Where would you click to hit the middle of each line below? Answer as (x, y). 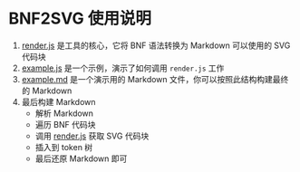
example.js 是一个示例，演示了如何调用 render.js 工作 (123, 68)
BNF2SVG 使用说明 (80, 19)
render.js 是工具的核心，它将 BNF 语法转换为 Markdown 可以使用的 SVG (156, 45)
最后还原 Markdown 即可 (81, 158)
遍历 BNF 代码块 (65, 124)
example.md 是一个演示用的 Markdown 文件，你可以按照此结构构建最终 (155, 79)
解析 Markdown (64, 113)
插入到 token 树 (64, 147)
